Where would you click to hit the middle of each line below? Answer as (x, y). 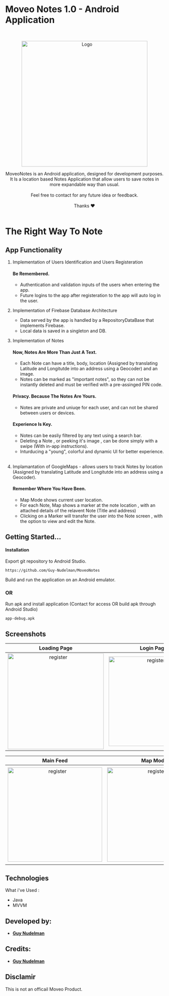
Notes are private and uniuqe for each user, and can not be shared (89, 407)
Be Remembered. (31, 274)
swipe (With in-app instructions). (54, 446)
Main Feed (55, 761)
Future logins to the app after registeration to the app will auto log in (90, 296)
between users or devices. (48, 413)
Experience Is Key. (32, 424)
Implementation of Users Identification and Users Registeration (78, 262)
